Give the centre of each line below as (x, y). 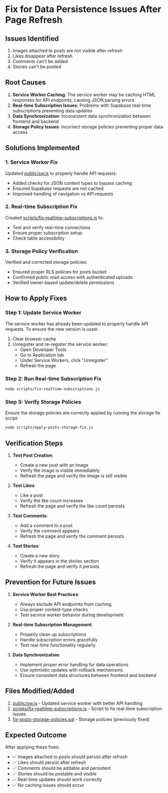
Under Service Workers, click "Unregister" (64, 360)
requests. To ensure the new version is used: (52, 329)
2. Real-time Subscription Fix (41, 206)
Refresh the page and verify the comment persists (72, 536)
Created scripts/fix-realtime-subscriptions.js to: (55, 218)
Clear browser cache (34, 339)
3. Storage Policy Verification (42, 251)
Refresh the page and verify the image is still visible (73, 476)
